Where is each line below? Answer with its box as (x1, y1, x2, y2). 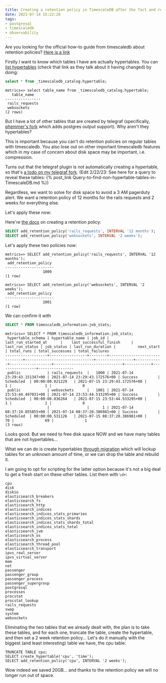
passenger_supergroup (5, 581, 50, 586)
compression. (5, 154, 33, 160)
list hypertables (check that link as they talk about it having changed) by (5, 64, 152, 70)
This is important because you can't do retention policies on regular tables (5, 138, 157, 144)
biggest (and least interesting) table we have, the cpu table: (5, 640, 126, 646)
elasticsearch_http (5, 502, 45, 507)
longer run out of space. (5, 672, 54, 678)
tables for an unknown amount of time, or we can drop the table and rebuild (5, 451, 159, 457)
